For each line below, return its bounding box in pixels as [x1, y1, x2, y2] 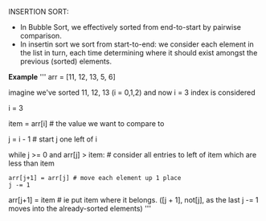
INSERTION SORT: [8, 7, 69, 16]
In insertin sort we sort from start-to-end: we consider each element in [19, 39, 255, 49]
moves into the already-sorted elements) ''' [8, 204, 151, 213]
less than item [8, 158, 55, 168]
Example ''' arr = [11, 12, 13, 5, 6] [8, 72, 117, 81]
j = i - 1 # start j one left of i [8, 134, 98, 144]
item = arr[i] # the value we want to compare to [8, 119, 165, 128]
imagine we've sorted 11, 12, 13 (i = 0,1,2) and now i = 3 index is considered [8, 88, 256, 97]
